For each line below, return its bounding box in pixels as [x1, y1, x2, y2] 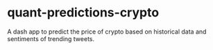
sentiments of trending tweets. [7, 34, 95, 42]
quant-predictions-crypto [7, 5, 160, 21]
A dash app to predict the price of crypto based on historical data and [7, 27, 207, 36]
